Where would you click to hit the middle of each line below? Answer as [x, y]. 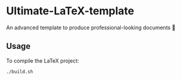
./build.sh [20, 72]
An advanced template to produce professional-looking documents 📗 [91, 27]
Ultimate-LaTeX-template [70, 11]
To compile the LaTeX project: [43, 60]
